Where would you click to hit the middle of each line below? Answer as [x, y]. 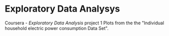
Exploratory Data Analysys [62, 9]
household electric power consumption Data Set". [57, 28]
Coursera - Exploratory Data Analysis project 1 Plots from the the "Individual [84, 23]
